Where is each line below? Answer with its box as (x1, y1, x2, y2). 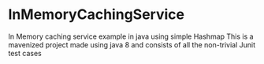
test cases (8, 48, 42, 58)
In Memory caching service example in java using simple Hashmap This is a (8, 32, 254, 41)
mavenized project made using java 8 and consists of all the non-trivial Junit (8, 40, 256, 49)
